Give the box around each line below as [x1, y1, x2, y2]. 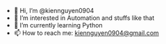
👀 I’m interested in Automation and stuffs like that [13, 14, 155, 22]
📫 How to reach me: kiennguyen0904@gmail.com [13, 29, 160, 37]
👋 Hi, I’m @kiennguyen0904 [13, 7, 94, 14]
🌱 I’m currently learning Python [13, 21, 103, 29]
